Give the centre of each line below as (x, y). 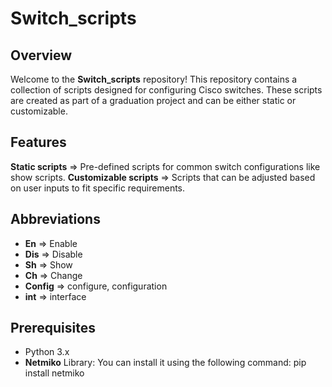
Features (38, 142)
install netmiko (54, 373)
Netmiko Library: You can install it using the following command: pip (165, 363)
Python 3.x (47, 352)
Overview (41, 55)
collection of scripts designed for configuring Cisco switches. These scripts (166, 90)
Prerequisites (53, 328)
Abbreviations (55, 219)
